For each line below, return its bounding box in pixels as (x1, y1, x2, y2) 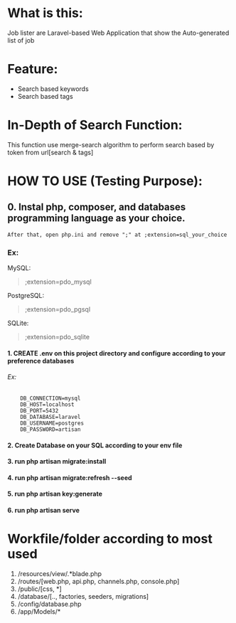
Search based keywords (17, 84, 89, 93)
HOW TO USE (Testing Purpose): (7, 173, 203, 189)
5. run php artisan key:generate (7, 489, 103, 499)
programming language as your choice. (7, 212, 186, 225)
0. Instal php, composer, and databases (7, 201, 186, 213)
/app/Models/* (17, 607, 61, 616)
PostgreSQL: (7, 292, 45, 300)
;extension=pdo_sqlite (24, 333, 90, 341)
